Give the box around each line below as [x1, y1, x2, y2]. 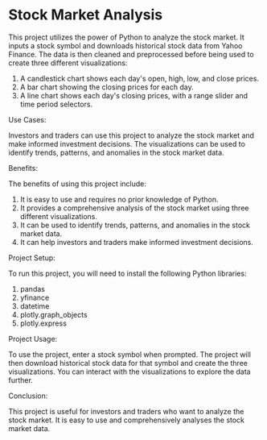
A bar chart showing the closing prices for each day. [19, 82, 195, 92]
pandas [19, 284, 46, 293]
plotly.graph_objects [19, 309, 88, 319]
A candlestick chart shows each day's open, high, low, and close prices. [19, 73, 260, 83]
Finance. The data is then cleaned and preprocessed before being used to [8, 49, 255, 59]
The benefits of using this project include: [8, 179, 147, 189]
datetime [19, 301, 50, 311]
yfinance [19, 293, 50, 302]
